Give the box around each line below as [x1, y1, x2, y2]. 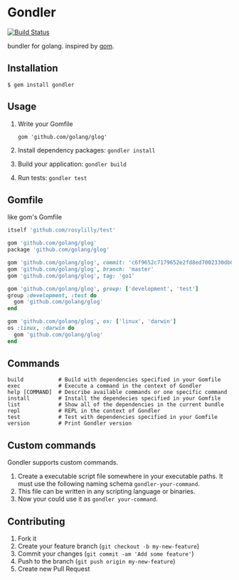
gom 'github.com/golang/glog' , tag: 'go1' [7, 272, 135, 279]
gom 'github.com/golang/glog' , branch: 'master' [7, 265, 154, 273]
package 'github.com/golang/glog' [7, 247, 110, 254]
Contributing [7, 515, 65, 527]
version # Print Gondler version [7, 420, 132, 428]
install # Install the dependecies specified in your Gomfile [7, 395, 221, 403]
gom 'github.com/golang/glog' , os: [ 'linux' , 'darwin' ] [7, 318, 176, 325]
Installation [7, 62, 58, 75]
